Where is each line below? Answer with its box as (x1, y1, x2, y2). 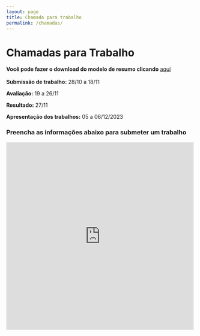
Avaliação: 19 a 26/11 (6, 90, 59, 97)
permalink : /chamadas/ (6, 20, 63, 26)
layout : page (6, 8, 39, 15)
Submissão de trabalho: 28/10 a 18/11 (6, 79, 100, 86)
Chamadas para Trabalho (6, 46, 135, 59)
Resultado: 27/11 (6, 101, 48, 109)
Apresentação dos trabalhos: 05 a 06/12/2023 (6, 113, 123, 121)
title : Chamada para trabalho (6, 14, 82, 20)
